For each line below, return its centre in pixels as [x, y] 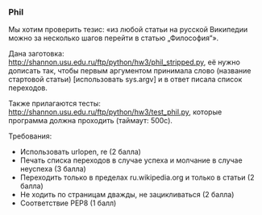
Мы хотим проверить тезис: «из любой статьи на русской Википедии [128, 30]
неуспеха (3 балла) [53, 169]
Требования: [30, 136]
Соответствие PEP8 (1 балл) [68, 203]
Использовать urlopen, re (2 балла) [80, 152]
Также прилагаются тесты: [54, 104]
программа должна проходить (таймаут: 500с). [91, 121]
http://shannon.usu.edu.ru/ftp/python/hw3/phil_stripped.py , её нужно [124, 62]
